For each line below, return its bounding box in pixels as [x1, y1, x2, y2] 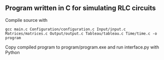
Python [5, 49, 20, 55]
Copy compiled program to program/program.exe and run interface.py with [5, 44, 160, 50]
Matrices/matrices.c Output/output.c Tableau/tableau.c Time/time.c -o [5, 31, 157, 36]
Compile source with [5, 17, 48, 23]
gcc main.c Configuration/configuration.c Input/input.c [5, 27, 126, 32]
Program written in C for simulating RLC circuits [5, 4, 156, 12]
